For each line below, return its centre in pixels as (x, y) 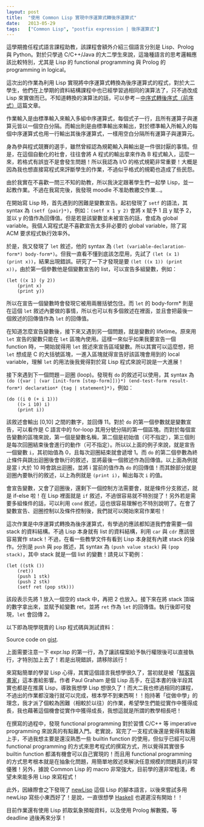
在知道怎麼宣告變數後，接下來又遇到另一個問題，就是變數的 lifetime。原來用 (101, 332)
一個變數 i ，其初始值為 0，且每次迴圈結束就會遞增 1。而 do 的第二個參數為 (99, 452)
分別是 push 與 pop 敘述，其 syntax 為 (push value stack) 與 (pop (98, 547)
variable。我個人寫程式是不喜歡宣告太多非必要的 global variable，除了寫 (97, 226)
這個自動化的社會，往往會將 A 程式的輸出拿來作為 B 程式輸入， (100, 154)
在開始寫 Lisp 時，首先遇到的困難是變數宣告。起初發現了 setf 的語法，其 (97, 203)
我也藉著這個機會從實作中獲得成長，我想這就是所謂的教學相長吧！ (99, 711)
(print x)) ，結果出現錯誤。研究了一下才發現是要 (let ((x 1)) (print (94, 262)
